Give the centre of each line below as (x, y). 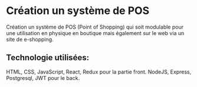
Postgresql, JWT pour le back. (43, 78)
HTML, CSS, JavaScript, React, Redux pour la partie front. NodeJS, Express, (99, 72)
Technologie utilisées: (48, 58)
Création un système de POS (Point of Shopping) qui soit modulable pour (95, 27)
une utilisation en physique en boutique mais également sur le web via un (95, 33)
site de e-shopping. (30, 39)
